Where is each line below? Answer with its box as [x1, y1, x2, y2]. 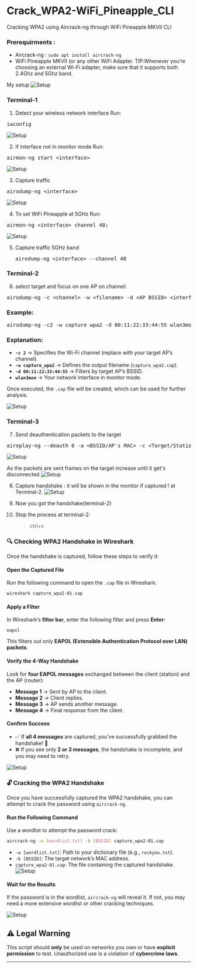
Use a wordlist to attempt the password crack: [6, 827, 118, 834]
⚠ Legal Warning [6, 928, 71, 938]
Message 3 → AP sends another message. [15, 701, 119, 708]
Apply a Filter [6, 603, 40, 610]
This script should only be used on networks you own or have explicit [6, 944, 176, 951]
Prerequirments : [6, 38, 56, 46]
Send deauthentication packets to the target [15, 431, 122, 438]
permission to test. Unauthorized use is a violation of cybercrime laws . [6, 950, 179, 957]
